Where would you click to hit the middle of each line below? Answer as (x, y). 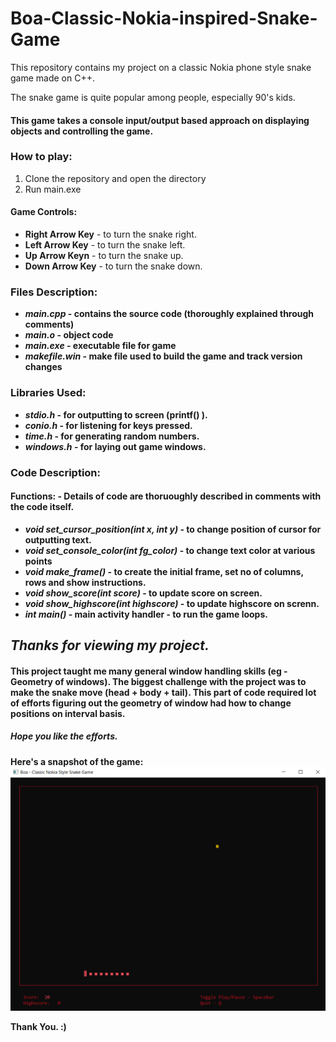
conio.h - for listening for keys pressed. (108, 425)
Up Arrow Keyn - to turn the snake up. (104, 256)
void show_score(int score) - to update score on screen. (143, 593)
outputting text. (58, 539)
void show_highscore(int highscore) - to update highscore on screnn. (172, 603)
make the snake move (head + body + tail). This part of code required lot (163, 692)
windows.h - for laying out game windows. (115, 446)
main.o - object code (69, 335)
